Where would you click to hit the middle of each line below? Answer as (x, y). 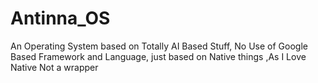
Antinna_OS (60, 18)
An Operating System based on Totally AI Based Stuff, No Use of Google (159, 46)
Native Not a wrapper (54, 67)
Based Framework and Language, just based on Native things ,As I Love (158, 56)
